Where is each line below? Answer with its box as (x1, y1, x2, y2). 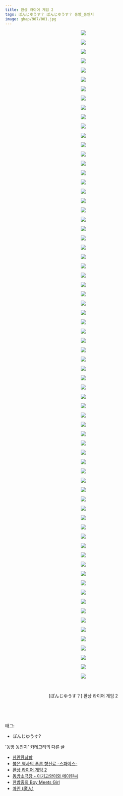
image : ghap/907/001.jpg (5, 16, 57, 21)
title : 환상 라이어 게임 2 (5, 7, 54, 12)
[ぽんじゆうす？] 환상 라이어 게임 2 (49, 693, 118, 699)
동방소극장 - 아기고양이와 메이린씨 (12, 773, 78, 779)
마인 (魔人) (12, 786, 34, 792)
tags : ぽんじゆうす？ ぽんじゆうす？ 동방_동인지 (5, 12, 94, 17)
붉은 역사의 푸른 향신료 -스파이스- (12, 761, 78, 767)
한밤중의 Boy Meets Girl (12, 779, 60, 786)
